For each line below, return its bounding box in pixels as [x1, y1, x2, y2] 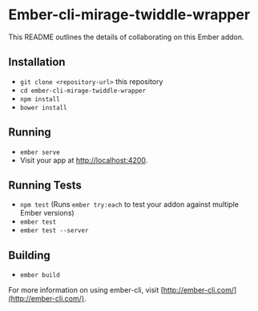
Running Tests [8, 178, 82, 192]
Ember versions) [19, 208, 75, 218]
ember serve [19, 148, 60, 156]
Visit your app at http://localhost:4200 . [19, 155, 148, 165]
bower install [19, 103, 67, 111]
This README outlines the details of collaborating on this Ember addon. [8, 32, 244, 42]
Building [8, 248, 50, 262]
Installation [8, 55, 66, 69]
